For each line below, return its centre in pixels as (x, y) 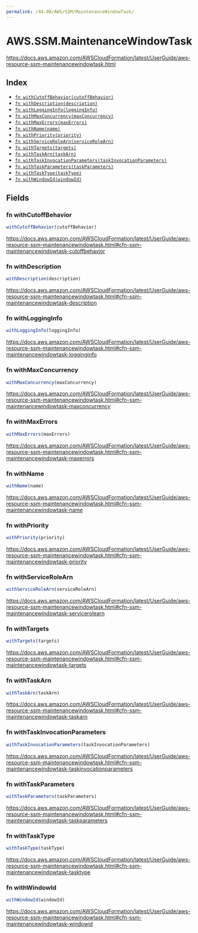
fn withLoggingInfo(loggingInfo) (56, 110)
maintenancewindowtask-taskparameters (57, 820)
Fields (18, 198)
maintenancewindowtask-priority (47, 561)
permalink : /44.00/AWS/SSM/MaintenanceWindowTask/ (70, 12)
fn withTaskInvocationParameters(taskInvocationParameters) (91, 161)
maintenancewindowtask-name (45, 510)
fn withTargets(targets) (45, 148)
